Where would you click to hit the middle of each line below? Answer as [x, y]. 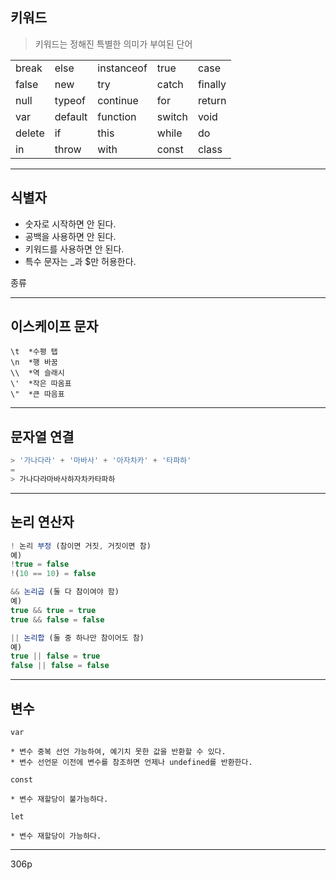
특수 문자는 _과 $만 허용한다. [80, 261]
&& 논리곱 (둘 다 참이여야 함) [65, 592]
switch [172, 116]
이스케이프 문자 [54, 326]
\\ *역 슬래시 [37, 373]
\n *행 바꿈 [34, 363]
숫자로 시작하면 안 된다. [70, 224]
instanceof [122, 68]
